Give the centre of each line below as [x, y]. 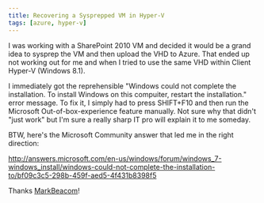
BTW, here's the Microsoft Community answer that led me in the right [121, 134]
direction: [24, 143]
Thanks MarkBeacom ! [44, 190]
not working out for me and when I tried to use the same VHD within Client [130, 62]
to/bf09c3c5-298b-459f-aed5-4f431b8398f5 [82, 175]
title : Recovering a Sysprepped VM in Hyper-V [86, 15]
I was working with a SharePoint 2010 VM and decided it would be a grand [130, 45]
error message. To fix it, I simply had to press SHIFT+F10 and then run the [128, 103]
